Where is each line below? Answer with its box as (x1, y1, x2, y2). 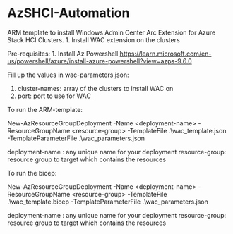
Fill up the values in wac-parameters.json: (7, 70, 129, 79)
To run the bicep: (7, 168, 57, 177)
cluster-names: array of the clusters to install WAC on (17, 84, 174, 92)
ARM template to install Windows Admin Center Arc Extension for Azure (7, 28, 216, 37)
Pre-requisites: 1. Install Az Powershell (7, 49, 119, 58)
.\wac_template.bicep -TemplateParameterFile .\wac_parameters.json (7, 197, 208, 206)
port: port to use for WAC (17, 92, 92, 100)
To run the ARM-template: (7, 105, 83, 113)
